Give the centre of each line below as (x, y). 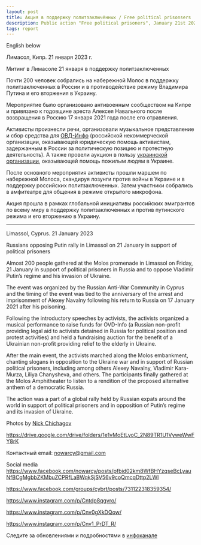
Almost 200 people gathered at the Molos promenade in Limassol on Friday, (100, 263)
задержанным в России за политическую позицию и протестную (90, 148)
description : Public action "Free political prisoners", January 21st (96, 23)
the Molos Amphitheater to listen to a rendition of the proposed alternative (98, 381)
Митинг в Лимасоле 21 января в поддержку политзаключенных (88, 69)
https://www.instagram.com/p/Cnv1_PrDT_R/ (61, 524)
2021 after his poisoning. (36, 307)
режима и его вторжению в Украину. (53, 216)
